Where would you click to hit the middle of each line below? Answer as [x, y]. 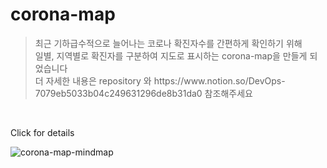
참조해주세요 [228, 93]
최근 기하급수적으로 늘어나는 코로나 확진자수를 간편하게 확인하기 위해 [168, 43]
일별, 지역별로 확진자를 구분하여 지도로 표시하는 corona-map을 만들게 [171, 55]
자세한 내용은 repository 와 [98, 80]
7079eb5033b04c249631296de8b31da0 [118, 93]
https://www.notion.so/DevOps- [219, 80]
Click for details [42, 132]
